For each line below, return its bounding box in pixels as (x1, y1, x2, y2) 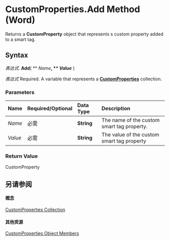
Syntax (5, 51, 28, 60)
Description (101, 105, 131, 112)
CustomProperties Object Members (5, 230, 79, 236)
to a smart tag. (5, 36, 36, 42)
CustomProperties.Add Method (5, 4, 140, 15)
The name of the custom (101, 117, 160, 124)
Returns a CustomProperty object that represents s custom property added (5, 31, 163, 37)
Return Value (5, 153, 38, 160)
